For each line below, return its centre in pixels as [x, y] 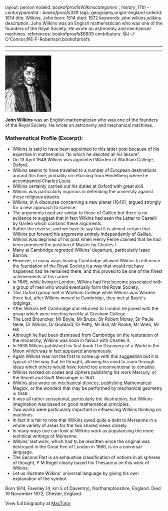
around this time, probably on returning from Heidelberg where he [80, 176]
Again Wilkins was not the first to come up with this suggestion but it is [85, 356]
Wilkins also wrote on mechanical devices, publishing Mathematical [82, 383]
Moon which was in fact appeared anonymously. [62, 351]
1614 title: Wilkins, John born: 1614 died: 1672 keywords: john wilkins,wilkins [83, 18]
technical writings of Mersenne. [45, 436]
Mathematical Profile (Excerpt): [44, 138]
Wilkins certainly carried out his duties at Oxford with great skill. [78, 186]
